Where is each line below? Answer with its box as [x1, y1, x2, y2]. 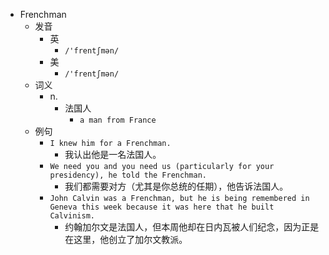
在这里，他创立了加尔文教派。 [64, 234, 188, 245]
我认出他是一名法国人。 [64, 149, 162, 160]
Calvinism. [49, 211, 95, 221]
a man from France [79, 115, 157, 125]
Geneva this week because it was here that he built [49, 202, 275, 212]
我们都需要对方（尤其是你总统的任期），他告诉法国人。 [64, 180, 289, 192]
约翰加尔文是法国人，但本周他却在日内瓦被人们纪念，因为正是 [64, 221, 320, 233]
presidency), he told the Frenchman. [49, 170, 207, 180]
